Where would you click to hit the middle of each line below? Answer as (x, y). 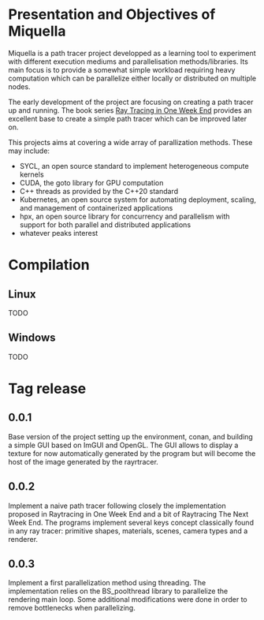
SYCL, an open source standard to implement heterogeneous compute (134, 166)
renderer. (23, 539)
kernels (32, 174)
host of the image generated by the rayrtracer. (84, 461)
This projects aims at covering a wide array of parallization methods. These (130, 142)
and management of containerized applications (96, 207)
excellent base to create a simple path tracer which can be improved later (127, 118)
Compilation (49, 265)
